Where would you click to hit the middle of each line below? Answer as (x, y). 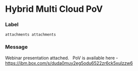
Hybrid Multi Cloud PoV (54, 9)
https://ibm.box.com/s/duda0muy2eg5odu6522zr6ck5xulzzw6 (69, 63)
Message (17, 47)
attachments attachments (31, 35)
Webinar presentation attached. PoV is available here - (62, 58)
